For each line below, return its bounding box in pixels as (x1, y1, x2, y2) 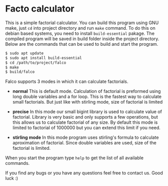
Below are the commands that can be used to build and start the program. (5, 41, 158, 47)
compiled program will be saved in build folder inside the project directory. (5, 36, 159, 42)
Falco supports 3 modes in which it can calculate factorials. (5, 78, 128, 84)
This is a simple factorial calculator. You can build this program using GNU (5, 20, 159, 26)
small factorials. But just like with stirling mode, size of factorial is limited (12, 99, 163, 105)
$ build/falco (5, 69, 35, 74)
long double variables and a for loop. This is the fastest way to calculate (12, 94, 162, 100)
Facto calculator (5, 3, 74, 15)
